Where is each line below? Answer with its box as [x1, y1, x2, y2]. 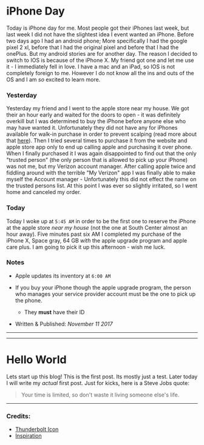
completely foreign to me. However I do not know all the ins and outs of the [6, 69, 194, 76]
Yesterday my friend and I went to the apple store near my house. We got [6, 105, 189, 112]
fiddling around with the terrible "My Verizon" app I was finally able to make [6, 169, 195, 176]
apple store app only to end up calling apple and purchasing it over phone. [6, 144, 192, 151]
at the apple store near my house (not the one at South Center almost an [6, 224, 188, 231]
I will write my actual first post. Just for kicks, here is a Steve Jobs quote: [6, 379, 189, 386]
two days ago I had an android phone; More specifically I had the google [6, 37, 188, 44]
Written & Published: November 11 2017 [15, 320, 114, 327]
